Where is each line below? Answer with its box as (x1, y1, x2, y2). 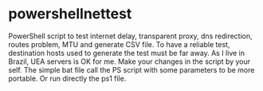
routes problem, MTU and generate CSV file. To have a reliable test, (8, 39, 230, 49)
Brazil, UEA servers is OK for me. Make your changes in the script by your (8, 57, 251, 66)
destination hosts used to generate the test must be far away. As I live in (8, 48, 245, 57)
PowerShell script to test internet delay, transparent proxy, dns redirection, (8, 31, 253, 41)
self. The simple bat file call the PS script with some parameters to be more (8, 65, 255, 74)
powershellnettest (8, 5, 132, 23)
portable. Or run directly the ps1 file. (8, 73, 127, 83)
